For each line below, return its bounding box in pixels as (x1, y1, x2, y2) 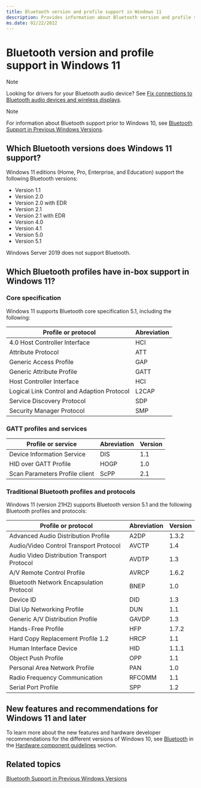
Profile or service (26, 440, 77, 449)
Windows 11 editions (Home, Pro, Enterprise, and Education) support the (6, 169, 184, 176)
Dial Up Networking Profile (9, 605, 84, 613)
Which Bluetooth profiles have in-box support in (6, 266, 190, 276)
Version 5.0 (14, 231, 44, 239)
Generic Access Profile (9, 357, 74, 366)
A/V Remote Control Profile (9, 569, 86, 577)
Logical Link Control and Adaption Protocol (9, 387, 130, 395)
